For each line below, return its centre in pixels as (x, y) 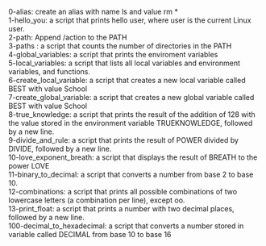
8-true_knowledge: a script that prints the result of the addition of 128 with (132, 115)
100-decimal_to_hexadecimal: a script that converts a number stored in (126, 226)
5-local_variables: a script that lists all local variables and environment (124, 63)
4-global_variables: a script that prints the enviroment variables (113, 54)
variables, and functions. (50, 71)
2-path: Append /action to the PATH (68, 37)
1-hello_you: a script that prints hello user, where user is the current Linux (130, 20)
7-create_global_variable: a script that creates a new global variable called (131, 97)
